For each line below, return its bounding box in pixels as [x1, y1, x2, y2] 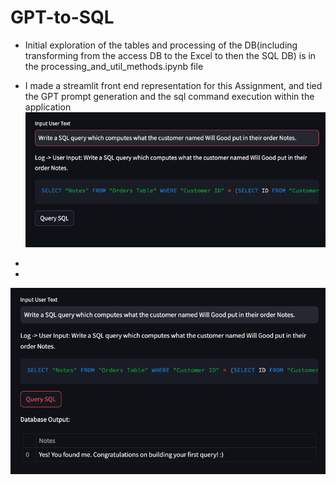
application [24, 101, 72, 113]
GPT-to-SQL [10, 6, 115, 29]
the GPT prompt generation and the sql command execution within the [24, 90, 315, 102]
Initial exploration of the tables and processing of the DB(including [24, 39, 298, 51]
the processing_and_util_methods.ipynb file [24, 60, 204, 72]
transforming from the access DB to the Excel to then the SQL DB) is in [24, 49, 317, 61]
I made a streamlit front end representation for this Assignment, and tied [24, 79, 323, 91]
